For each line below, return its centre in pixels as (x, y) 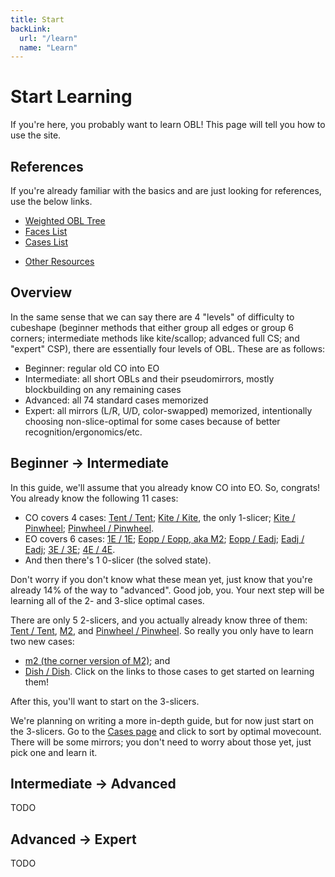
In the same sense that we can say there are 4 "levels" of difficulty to (152, 317)
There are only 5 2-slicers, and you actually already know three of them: (159, 620)
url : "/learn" (48, 38)
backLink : (31, 29)
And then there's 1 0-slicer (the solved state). (118, 560)
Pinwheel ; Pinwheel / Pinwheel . (89, 528)
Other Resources (59, 261)
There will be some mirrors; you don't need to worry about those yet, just (161, 742)
